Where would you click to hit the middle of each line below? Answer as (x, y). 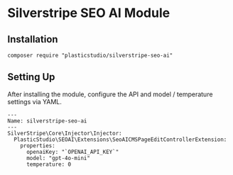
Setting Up (31, 77)
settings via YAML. (35, 101)
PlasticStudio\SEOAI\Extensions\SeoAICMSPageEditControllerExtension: (120, 140)
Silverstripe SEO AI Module (89, 13)
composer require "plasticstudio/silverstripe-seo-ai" (90, 55)
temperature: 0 (49, 164)
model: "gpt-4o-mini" (58, 158)
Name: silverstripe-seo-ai (47, 121)
